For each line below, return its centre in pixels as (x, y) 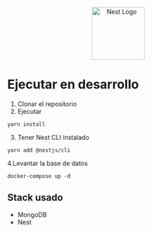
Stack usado (35, 198)
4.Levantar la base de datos (47, 163)
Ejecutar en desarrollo (73, 85)
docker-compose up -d (39, 176)
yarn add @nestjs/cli (39, 150)
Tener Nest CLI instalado (53, 137)
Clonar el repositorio (47, 104)
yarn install (26, 124)
